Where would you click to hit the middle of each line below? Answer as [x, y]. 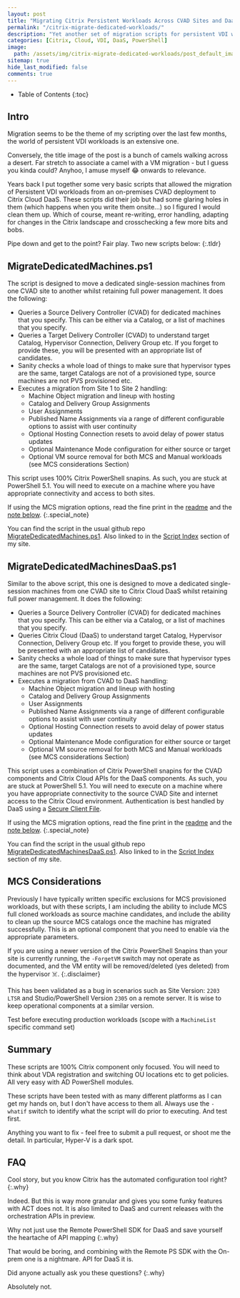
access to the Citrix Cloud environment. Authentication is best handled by [116, 801]
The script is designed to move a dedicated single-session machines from [116, 284]
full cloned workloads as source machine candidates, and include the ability [119, 914]
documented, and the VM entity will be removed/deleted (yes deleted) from [119, 966]
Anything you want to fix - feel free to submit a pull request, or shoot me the [119, 1132]
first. [14, 1119]
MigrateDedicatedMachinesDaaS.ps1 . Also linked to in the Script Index [111, 851]
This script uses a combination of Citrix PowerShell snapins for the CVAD [115, 771]
